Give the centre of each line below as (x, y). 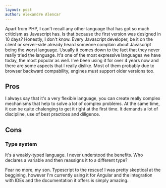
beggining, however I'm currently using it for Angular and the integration (79, 175)
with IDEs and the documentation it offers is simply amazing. (67, 180)
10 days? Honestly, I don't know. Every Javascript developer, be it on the (79, 39)
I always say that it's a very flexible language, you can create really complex (83, 98)
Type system (21, 144)
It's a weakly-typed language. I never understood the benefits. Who (74, 155)
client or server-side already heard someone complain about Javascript (78, 44)
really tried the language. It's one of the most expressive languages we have (83, 55)
